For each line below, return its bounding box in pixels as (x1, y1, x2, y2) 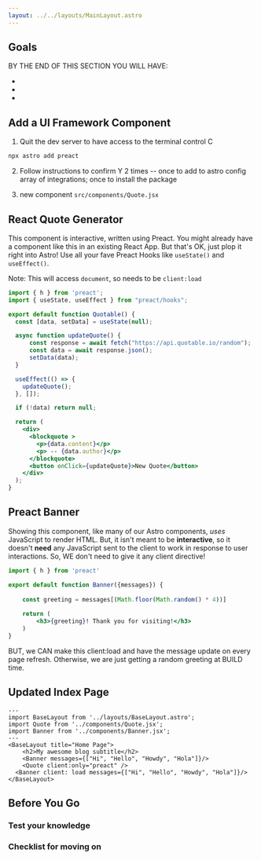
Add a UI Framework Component (8, 115, 171, 130)
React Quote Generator (8, 213, 123, 226)
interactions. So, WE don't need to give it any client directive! (8, 551, 206, 561)
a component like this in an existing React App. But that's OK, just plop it (8, 241, 242, 251)
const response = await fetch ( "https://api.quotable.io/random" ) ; (28, 339, 252, 347)
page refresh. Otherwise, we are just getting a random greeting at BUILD (8, 654, 243, 664)
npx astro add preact (8, 152, 79, 160)
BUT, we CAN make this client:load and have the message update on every (8, 646, 252, 656)
